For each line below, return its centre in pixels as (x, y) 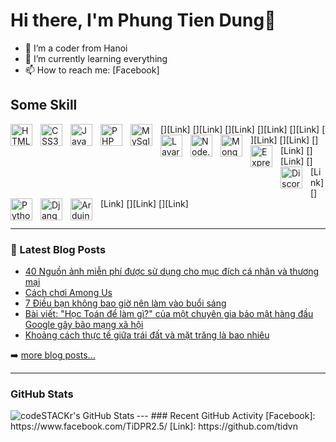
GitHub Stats (42, 394)
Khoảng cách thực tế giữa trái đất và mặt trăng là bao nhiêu (147, 335)
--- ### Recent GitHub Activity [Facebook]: (226, 416)
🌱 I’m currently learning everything (96, 58)
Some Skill (44, 105)
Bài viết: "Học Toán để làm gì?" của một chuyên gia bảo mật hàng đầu (169, 314)
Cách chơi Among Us (68, 293)
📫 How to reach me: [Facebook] (92, 70)
